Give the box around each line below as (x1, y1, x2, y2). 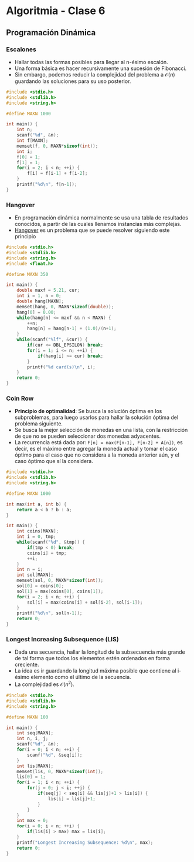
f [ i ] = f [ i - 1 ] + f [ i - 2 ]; (27, 171, 88, 177)
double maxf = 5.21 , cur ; (16, 287, 80, 294)
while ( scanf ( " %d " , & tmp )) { (16, 540, 85, 545)
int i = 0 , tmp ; (16, 534, 57, 540)
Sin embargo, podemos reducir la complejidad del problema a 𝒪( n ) (14, 71, 175, 78)
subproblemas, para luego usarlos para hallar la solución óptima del (14, 414, 179, 421)
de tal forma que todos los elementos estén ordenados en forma (14, 655, 170, 662)
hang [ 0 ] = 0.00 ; (16, 309, 57, 315)
